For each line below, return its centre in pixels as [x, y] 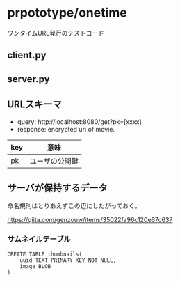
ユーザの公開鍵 [54, 161]
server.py [28, 79]
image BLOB [35, 266]
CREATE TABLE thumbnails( [44, 254]
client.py [27, 55]
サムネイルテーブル [39, 240]
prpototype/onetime [67, 13]
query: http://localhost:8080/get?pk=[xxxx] [79, 122]
